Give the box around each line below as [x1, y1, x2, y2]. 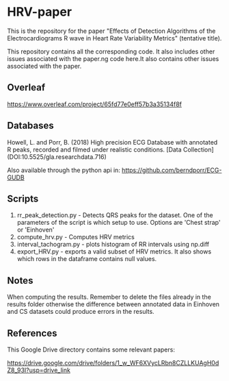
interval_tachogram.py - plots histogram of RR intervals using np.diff [16, 241, 210, 249]
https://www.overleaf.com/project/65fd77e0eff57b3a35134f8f [7, 100, 183, 108]
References [7, 327, 57, 339]
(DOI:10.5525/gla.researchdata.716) [7, 152, 107, 161]
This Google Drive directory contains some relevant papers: [7, 345, 176, 354]
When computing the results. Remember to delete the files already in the [7, 293, 212, 302]
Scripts [7, 193, 39, 204]
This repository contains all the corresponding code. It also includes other [7, 47, 215, 56]
